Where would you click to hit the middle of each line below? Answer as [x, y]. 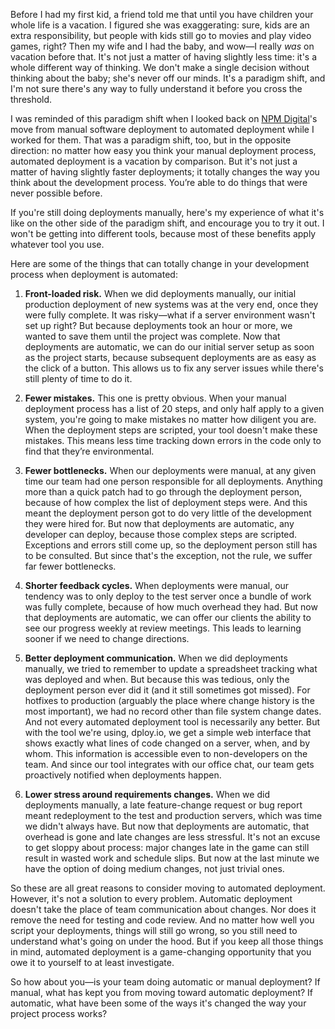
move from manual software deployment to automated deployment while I [162, 129]
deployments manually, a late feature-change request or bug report [163, 805]
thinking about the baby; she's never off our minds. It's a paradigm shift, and [168, 78]
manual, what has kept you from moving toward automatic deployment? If [162, 992]
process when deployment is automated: [94, 274]
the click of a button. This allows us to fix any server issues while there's [174, 368]
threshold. [31, 99]
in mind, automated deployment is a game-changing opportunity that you [161, 952]
